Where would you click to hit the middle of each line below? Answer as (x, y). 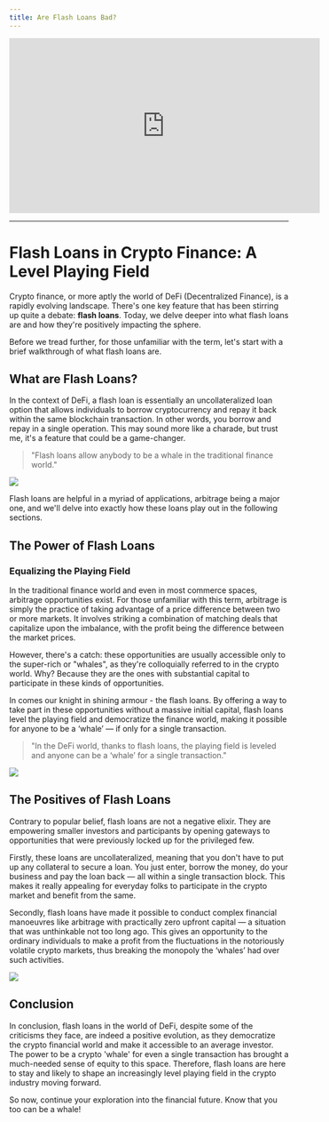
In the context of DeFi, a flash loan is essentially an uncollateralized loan (141, 400)
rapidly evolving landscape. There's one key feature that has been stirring (144, 305)
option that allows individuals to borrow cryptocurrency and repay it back (143, 410)
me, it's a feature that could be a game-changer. (98, 438)
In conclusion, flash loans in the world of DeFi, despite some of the (131, 1026)
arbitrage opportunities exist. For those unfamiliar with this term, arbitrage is (148, 600)
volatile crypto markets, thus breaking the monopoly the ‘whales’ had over (145, 950)
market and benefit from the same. (73, 895)
